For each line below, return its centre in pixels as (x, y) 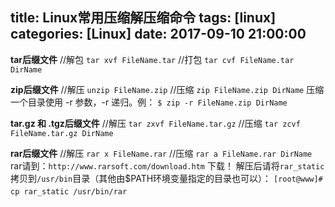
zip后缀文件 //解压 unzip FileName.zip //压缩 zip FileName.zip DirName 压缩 (167, 89)
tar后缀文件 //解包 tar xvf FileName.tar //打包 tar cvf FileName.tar (152, 59)
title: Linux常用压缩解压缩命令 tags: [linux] (143, 18)
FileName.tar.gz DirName (62, 133)
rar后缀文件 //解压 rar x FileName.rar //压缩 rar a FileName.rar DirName (161, 153)
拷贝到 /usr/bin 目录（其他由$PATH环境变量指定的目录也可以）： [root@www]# (166, 178)
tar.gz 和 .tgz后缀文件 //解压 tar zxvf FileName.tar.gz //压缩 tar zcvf (155, 123)
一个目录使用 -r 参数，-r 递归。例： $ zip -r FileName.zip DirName (149, 102)
